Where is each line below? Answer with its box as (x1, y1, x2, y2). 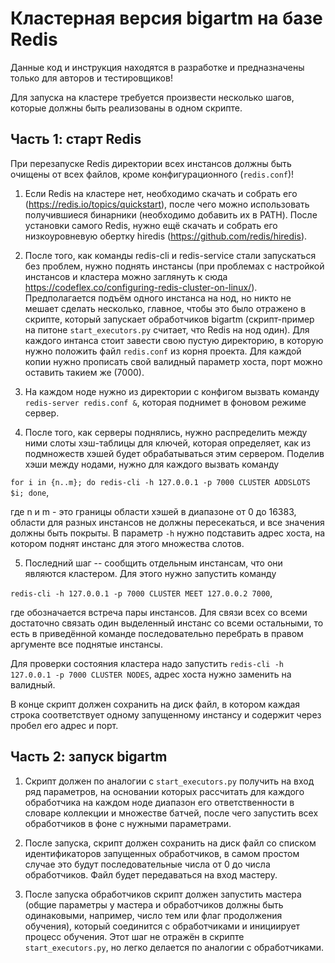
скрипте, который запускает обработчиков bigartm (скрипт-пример (24, 313, 315, 325)
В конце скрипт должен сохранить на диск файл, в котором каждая (10, 698, 301, 710)
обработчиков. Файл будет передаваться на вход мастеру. (24, 868, 278, 881)
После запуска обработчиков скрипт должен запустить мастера (24, 888, 302, 900)
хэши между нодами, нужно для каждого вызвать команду (24, 458, 280, 470)
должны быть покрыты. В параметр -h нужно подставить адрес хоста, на (10, 527, 326, 539)
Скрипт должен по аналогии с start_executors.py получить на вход (24, 775, 315, 787)
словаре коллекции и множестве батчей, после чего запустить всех (24, 807, 319, 819)
